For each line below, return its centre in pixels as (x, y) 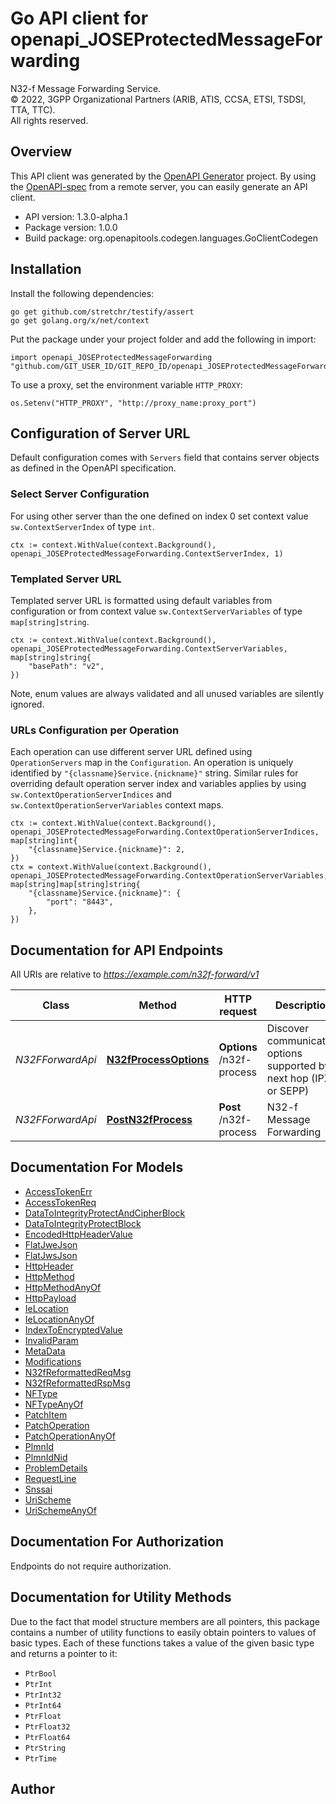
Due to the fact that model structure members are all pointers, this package (165, 1621)
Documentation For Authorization (117, 1542)
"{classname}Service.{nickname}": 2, (107, 850)
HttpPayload (50, 1298)
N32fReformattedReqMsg (78, 1372)
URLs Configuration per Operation (95, 730)
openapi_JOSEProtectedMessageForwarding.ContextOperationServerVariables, (169, 876)
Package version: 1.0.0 (71, 227)
